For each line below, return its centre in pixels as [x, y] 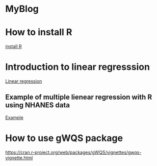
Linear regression [24, 81]
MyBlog [22, 9]
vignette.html [19, 158]
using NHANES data [38, 105]
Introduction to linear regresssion [78, 67]
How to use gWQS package [64, 138]
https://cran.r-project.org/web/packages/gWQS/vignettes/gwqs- [73, 152]
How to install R [39, 32]
